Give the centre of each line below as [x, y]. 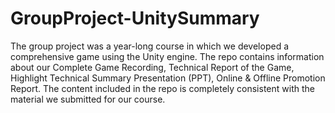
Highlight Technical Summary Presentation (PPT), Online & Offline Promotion [168, 78]
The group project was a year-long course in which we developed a [150, 46]
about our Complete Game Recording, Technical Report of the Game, [152, 67]
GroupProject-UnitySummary [135, 18]
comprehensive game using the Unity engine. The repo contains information [167, 56]
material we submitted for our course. [88, 99]
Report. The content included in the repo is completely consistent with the [162, 88]
